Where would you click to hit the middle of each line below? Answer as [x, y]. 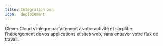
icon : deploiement [25, 14]
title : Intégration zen [30, 10]
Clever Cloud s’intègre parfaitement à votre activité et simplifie [69, 28]
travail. [12, 39]
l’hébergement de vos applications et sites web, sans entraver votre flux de [81, 34]
